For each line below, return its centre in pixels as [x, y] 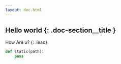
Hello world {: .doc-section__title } [60, 30]
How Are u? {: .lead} [26, 42]
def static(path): [25, 52]
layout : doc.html [24, 10]
